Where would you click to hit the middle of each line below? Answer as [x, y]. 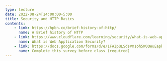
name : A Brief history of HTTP [51, 32]
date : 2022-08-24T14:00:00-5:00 [39, 14]
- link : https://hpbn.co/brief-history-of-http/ [65, 28]
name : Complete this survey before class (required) [74, 51]
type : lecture [20, 10]
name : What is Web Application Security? [62, 42]
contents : [15, 23]
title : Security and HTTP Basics [40, 19]
